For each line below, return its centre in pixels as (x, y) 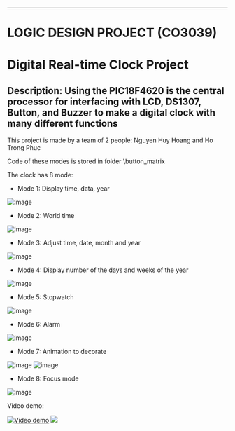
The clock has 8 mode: (40, 175)
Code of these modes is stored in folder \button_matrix (86, 161)
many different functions (63, 123)
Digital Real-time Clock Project (98, 65)
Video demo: (26, 406)
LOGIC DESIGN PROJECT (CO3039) (112, 33)
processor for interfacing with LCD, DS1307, (104, 101)
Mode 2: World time (46, 216)
